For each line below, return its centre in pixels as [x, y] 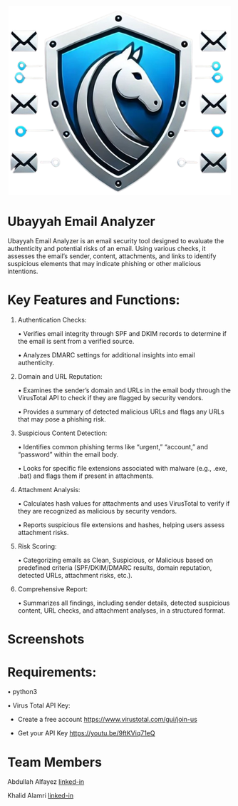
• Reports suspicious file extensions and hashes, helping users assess [121, 525]
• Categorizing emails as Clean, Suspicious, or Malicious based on [115, 560]
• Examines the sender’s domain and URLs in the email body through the [124, 390]
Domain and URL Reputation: [60, 377]
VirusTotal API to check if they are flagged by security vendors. [110, 398]
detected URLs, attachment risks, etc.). [75, 576]
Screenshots [46, 639]
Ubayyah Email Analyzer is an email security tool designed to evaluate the [116, 241]
